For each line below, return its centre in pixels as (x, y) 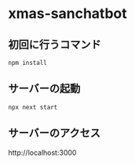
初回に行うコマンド (55, 44)
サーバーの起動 (44, 89)
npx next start (33, 107)
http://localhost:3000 (42, 152)
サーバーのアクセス (54, 133)
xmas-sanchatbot (67, 14)
